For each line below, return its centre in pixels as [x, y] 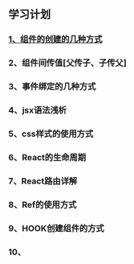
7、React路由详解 [43, 181]
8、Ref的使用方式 [43, 204]
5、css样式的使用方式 [51, 134]
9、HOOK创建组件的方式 [56, 228]
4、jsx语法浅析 [37, 110]
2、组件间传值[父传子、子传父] [67, 63]
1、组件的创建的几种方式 [55, 39]
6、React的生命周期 [47, 157]
